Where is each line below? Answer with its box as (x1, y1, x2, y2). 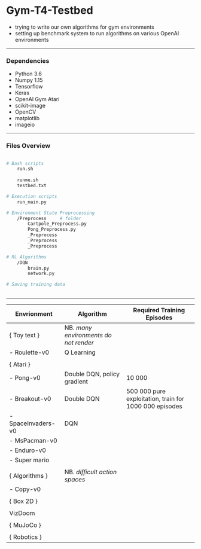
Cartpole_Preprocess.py (28, 221, 87, 227)
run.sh (17, 166, 33, 172)
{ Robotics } (9, 533, 42, 541)
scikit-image (14, 102, 46, 109)
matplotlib (14, 115, 40, 122)
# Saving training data (6, 282, 66, 288)
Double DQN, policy (64, 370, 120, 379)
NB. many (64, 324, 92, 332)
